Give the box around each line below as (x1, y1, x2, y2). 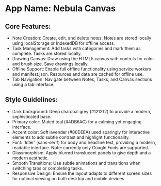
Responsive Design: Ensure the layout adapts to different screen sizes (12, 170, 152, 176)
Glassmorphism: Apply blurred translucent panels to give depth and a (12, 150, 151, 155)
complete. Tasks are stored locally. (12, 51, 82, 56)
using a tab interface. (12, 82, 55, 87)
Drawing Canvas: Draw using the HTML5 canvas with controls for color (12, 56, 154, 61)
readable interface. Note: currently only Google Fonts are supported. (12, 144, 149, 151)
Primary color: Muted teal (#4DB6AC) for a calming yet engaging (12, 118, 142, 124)
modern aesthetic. (12, 155, 49, 161)
